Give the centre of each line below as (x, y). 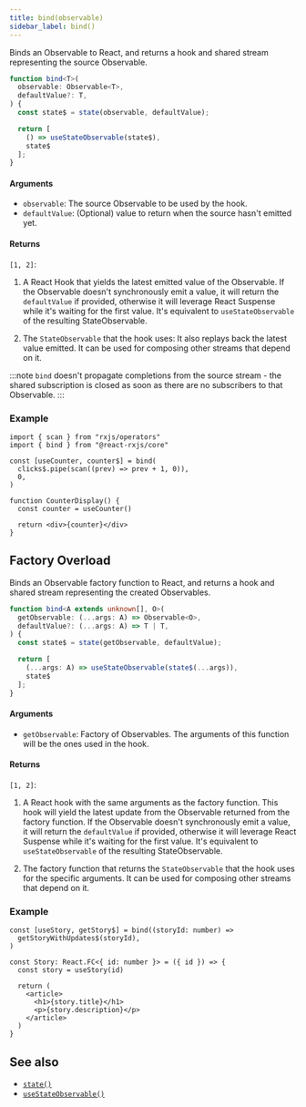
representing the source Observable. (78, 62)
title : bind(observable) (56, 18)
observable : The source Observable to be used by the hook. (135, 204)
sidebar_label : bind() (52, 26)
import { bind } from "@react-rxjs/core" (89, 445)
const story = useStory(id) (71, 970)
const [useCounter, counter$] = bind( (83, 461)
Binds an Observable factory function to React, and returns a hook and (142, 582)
